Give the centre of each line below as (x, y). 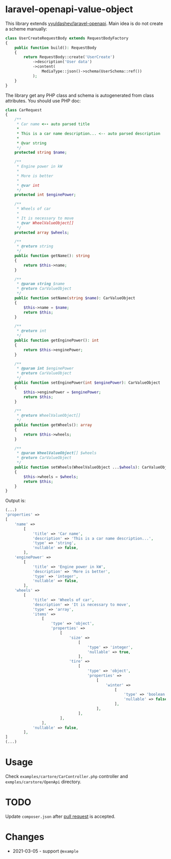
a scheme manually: (26, 28)
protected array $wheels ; (42, 233)
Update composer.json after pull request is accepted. (60, 816)
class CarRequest (24, 110)
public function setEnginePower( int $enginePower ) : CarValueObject (87, 383)
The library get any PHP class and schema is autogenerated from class (80, 95)
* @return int (32, 331)
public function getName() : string (52, 256)
